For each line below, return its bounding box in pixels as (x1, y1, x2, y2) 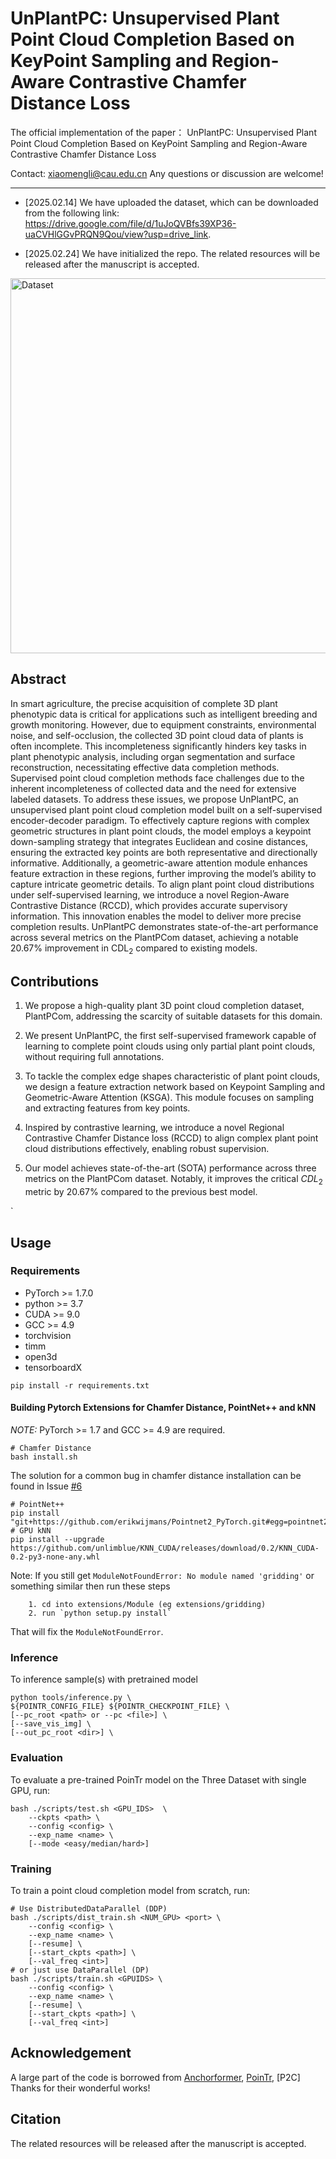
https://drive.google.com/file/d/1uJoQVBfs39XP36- (24, 217, 237, 229)
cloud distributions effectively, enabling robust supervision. (24, 1143, 270, 1155)
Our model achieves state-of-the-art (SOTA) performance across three (24, 1162, 317, 1174)
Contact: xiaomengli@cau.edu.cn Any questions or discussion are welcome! (10, 167, 324, 179)
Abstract (10, 671, 67, 688)
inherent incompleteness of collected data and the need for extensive (10, 782, 297, 794)
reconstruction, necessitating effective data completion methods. (10, 761, 280, 773)
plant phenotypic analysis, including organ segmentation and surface (10, 750, 296, 762)
